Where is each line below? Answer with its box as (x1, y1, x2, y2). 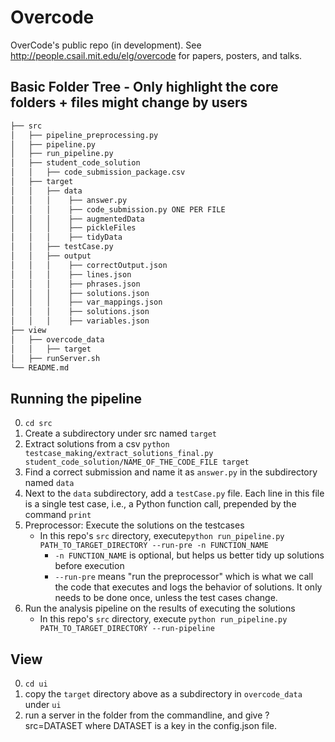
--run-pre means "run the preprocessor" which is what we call (54, 571, 314, 583)
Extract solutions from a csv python (24, 438, 170, 450)
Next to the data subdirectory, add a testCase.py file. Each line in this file (24, 487, 325, 500)
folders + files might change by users (10, 94, 248, 111)
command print (24, 509, 92, 521)
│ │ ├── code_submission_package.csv (10, 167, 186, 178)
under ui (24, 699, 62, 710)
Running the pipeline (10, 390, 142, 407)
